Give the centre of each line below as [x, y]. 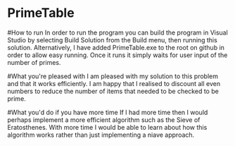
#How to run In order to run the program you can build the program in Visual [118, 32]
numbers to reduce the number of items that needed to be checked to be [113, 91]
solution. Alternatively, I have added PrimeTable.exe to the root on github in [116, 47]
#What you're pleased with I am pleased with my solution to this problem [113, 76]
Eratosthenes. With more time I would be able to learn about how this [107, 127]
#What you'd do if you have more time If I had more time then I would [108, 112]
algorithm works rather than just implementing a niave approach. [101, 135]
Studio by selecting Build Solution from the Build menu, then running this [113, 39]
